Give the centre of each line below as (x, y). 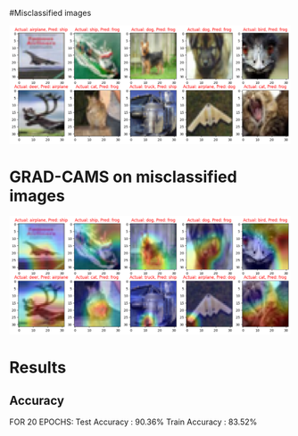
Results (38, 368)
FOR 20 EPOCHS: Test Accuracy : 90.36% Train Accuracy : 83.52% (133, 422)
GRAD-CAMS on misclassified (124, 177)
